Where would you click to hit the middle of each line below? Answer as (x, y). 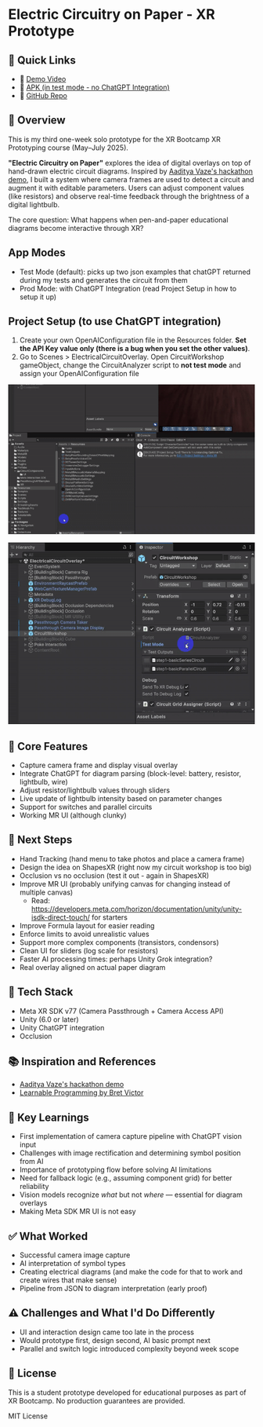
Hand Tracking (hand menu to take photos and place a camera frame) (132, 858)
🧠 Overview (37, 121)
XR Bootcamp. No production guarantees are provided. (97, 1400)
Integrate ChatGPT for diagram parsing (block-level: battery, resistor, (130, 773)
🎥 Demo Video (43, 79)
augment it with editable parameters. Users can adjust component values (126, 188)
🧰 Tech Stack (41, 992)
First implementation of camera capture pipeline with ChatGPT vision (131, 1136)
